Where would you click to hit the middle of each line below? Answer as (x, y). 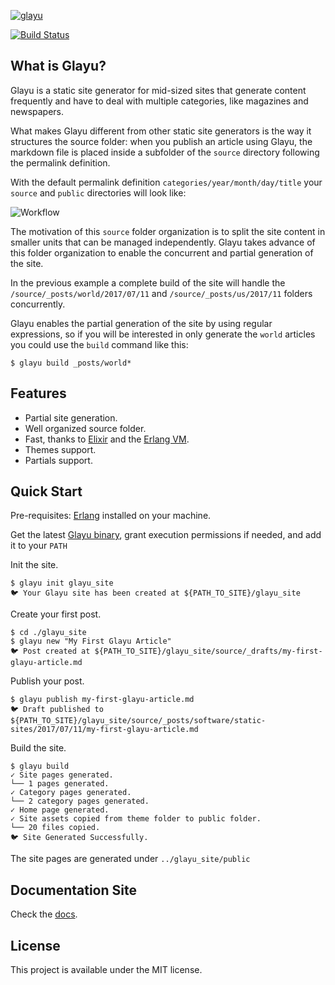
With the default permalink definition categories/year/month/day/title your (166, 182)
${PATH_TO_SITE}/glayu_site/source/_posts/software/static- (138, 721)
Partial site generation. (71, 417)
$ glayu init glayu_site (62, 583)
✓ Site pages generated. (62, 775)
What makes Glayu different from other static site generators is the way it (161, 131)
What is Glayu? (58, 66)
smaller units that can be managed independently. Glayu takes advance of (163, 242)
